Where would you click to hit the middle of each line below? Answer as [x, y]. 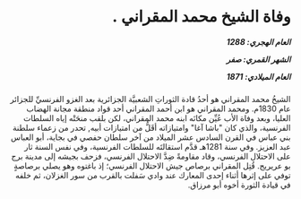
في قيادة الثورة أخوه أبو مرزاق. [239, 185]
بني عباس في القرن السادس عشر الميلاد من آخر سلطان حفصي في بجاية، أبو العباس [151, 137]
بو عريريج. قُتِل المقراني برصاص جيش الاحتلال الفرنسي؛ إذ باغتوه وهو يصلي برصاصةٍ [152, 166]
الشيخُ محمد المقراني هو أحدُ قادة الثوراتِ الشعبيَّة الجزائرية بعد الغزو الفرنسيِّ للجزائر [150, 99]
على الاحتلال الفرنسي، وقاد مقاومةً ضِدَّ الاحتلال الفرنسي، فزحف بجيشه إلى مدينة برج [151, 156]
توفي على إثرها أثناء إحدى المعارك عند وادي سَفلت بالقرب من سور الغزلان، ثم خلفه [153, 176]
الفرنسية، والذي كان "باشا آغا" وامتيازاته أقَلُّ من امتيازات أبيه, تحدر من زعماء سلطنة [151, 128]
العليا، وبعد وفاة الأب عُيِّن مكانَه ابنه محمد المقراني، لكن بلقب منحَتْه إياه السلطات [157, 118]
